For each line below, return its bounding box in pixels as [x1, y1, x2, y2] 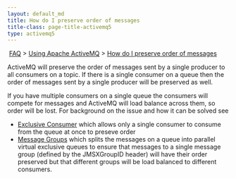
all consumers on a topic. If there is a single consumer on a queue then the [7, 70, 224, 79]
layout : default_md [7, 10, 65, 18]
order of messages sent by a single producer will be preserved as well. [7, 78, 213, 87]
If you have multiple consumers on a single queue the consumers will [7, 92, 209, 100]
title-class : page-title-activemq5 [7, 23, 112, 30]
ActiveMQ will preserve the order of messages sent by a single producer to [7, 63, 225, 71]
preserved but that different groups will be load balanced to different [17, 158, 217, 166]
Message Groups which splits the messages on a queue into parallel [17, 135, 216, 144]
